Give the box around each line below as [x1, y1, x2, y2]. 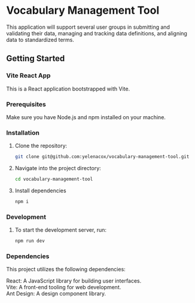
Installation [6, 128, 40, 137]
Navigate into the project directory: [14, 165, 102, 172]
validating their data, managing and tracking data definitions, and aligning [6, 29, 187, 37]
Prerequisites [6, 100, 46, 108]
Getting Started [6, 53, 65, 63]
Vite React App [6, 71, 51, 80]
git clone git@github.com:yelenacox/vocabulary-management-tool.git [14, 154, 190, 160]
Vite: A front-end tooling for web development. [6, 284, 121, 291]
